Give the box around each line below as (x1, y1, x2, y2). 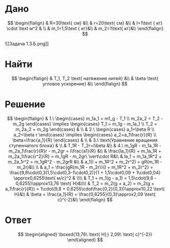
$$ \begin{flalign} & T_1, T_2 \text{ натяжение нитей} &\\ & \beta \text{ (11, 75, 159, 81)
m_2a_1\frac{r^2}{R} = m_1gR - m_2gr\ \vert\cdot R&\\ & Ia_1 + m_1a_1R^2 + (8, 153, 162, 159)
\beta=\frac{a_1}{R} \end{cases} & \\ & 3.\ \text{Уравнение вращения (12, 137, 158, 143)
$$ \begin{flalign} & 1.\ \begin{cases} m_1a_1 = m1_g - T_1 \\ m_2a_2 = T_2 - (7, 115, 163, 121)
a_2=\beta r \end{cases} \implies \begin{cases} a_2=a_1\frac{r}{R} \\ (13, 131, 157, 137)
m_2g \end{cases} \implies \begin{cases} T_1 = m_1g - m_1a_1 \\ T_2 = (13, 121, 157, 127)
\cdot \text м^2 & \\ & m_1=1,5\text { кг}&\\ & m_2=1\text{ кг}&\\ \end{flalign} (6, 25, 164, 31)
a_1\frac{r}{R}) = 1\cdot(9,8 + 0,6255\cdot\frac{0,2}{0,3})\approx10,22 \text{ (5, 185, 165, 191)
